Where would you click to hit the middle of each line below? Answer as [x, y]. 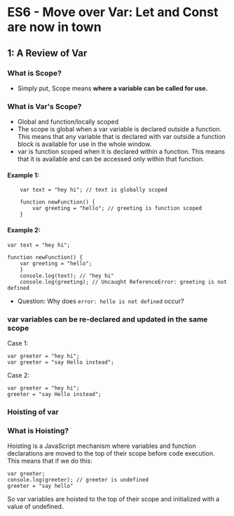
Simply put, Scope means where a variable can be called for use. [112, 88]
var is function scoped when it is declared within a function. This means [121, 152]
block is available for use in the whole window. [84, 144]
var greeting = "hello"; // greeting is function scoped [117, 209]
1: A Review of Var [47, 53]
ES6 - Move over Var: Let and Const [113, 12]
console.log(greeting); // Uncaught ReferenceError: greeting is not [124, 282]
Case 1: [18, 343]
